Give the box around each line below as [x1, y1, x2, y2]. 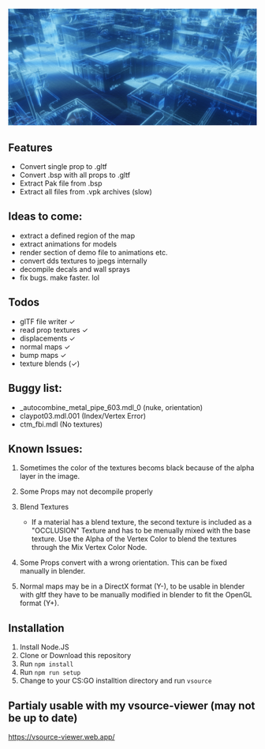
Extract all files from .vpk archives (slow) [19, 187, 152, 197]
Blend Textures [19, 502, 69, 512]
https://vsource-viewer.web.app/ [8, 732, 116, 741]
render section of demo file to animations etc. [19, 247, 168, 257]
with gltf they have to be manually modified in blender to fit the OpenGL [19, 590, 252, 600]
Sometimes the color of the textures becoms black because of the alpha [19, 463, 255, 472]
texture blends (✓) [19, 359, 80, 368]
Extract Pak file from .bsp [19, 179, 103, 188]
